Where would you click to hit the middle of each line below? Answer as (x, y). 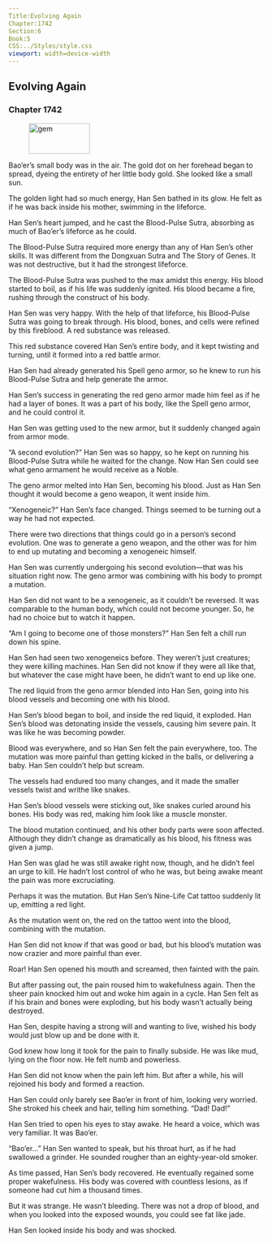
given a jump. (31, 847)
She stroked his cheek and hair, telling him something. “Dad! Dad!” (119, 1108)
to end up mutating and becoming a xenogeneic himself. (103, 551)
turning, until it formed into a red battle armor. (84, 354)
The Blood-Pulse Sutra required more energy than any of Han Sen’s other (131, 247)
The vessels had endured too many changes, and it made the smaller (124, 780)
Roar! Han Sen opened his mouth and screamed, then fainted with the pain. (134, 969)
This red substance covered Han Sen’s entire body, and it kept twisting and (134, 346)
